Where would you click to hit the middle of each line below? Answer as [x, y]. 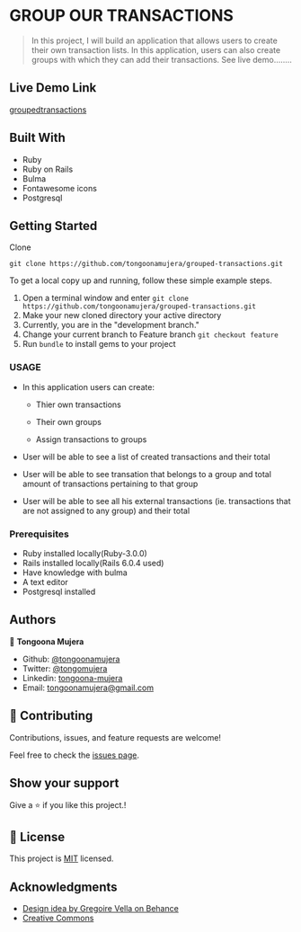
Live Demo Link [53, 88]
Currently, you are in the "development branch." [111, 325]
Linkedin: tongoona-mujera [72, 678]
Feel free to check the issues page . [74, 755]
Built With [37, 138]
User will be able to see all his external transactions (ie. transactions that [156, 501]
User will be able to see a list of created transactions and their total [146, 457]
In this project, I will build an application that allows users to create [155, 40]
